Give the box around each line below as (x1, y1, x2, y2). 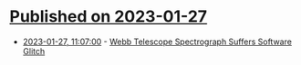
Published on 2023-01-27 (9, 6, 208, 27)
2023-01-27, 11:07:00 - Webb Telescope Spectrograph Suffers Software (22, 36, 292, 47)
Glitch (22, 45, 46, 56)
